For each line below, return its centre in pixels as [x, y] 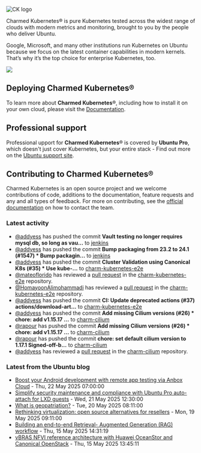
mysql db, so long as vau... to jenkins [62, 243]
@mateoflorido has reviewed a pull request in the [76, 275]
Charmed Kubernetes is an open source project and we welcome [86, 189]
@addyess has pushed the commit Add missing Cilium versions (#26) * [104, 313]
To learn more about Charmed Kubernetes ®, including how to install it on [97, 103]
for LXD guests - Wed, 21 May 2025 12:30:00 [88, 399]
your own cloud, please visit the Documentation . [66, 109]
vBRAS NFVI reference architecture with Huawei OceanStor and [94, 437]
